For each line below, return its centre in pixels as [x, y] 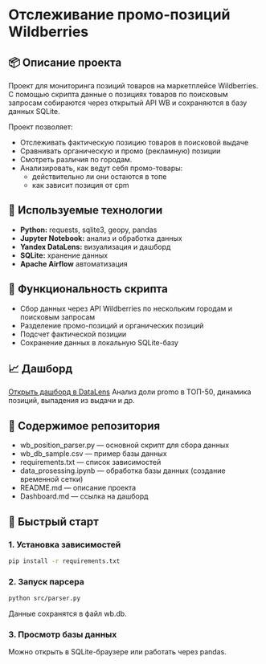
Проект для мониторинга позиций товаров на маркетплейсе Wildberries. [133, 86]
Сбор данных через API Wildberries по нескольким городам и [126, 308]
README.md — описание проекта [78, 488]
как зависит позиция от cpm [81, 185]
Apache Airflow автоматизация [74, 263]
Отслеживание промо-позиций [119, 15]
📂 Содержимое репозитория [84, 426]
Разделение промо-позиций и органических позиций [112, 325]
